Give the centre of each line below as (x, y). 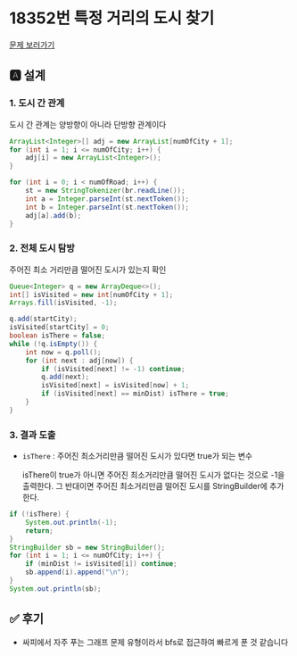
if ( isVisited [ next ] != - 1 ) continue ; (113, 369)
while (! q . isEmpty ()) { (54, 344)
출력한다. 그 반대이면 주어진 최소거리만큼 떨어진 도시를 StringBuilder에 (144, 486)
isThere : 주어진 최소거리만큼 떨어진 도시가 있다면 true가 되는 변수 (137, 456)
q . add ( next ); (66, 377)
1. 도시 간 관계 (37, 104)
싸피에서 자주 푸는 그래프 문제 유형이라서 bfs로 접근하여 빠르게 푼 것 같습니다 (155, 642)
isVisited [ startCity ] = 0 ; (59, 328)
